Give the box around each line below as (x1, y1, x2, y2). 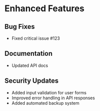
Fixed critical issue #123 (11, 35, 60, 41)
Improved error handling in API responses (11, 95, 95, 101)
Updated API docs (11, 62, 48, 68)
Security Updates (4, 77, 59, 85)
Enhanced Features (4, 3, 84, 14)
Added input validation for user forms (11, 89, 87, 95)
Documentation (4, 49, 53, 58)
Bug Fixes (4, 22, 35, 31)
